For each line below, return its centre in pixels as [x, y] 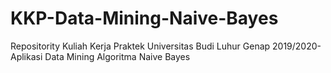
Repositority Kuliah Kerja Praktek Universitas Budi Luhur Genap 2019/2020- [166, 46]
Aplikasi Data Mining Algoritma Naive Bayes [100, 56]
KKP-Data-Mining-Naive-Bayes [144, 18]
